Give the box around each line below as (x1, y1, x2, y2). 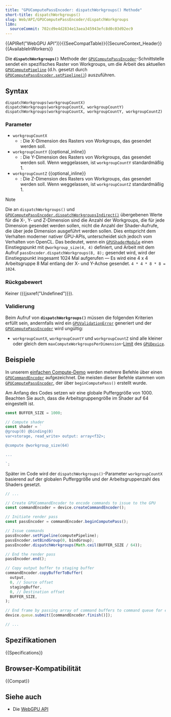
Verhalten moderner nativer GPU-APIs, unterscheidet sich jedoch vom (5, 233, 153, 240)
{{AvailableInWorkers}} (5, 46, 53, 52)
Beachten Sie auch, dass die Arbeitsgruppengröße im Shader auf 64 (5, 395, 149, 401)
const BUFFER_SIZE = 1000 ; (5, 410, 63, 415)
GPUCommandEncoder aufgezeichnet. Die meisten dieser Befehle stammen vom (5, 374, 165, 380)
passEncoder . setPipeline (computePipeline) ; (5, 533, 99, 538)
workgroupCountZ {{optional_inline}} (12, 170, 87, 176)
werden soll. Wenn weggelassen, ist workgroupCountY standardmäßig (20, 160, 164, 166)
